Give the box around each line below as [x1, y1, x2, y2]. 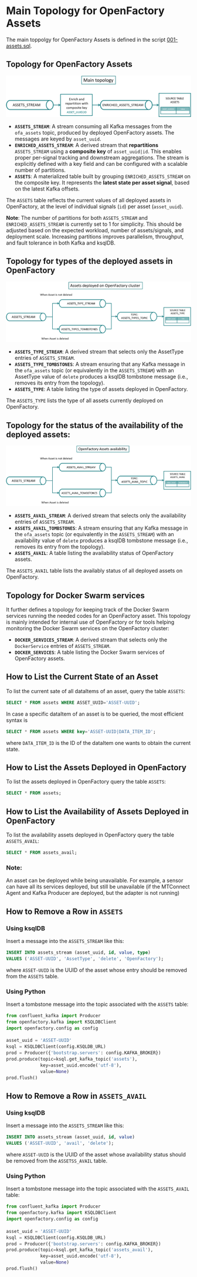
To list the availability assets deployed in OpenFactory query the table [6, 831, 175, 838]
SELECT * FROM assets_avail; [6, 850, 77, 856]
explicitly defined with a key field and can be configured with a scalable [14, 160, 188, 167]
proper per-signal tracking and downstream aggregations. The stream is [14, 154, 189, 161]
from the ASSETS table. [6, 972, 59, 980]
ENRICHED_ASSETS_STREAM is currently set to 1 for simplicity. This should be [6, 220, 182, 228]
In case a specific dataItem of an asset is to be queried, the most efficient [6, 710, 184, 717]
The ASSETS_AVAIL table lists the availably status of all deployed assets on [6, 567, 183, 574]
